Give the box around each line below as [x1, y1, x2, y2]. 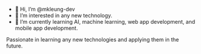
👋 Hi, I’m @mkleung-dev [14, 6, 75, 12]
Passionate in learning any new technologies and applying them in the [6, 36, 179, 43]
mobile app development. [14, 24, 78, 31]
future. [6, 42, 23, 49]
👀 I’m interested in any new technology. [14, 12, 113, 19]
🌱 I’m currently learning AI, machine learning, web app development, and [14, 18, 196, 25]
